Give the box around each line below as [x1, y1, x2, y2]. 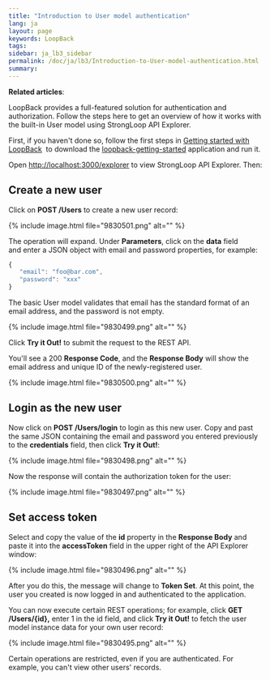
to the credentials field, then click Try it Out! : [8, 439, 161, 450]
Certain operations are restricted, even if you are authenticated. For [8, 653, 234, 663]
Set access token [8, 511, 97, 524]
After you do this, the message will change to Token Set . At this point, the [8, 580, 255, 590]
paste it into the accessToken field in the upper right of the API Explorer [8, 541, 249, 550]
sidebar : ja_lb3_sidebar [8, 49, 92, 58]
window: [8, 549, 37, 559]
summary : [8, 65, 38, 73]
